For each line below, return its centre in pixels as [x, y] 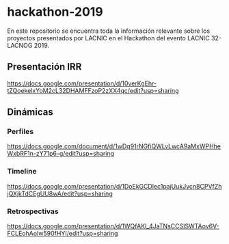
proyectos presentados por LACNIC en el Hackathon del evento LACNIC [108, 38]
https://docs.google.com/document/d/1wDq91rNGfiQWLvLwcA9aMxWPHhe [114, 146]
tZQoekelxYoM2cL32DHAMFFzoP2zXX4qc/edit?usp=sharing [93, 90]
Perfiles [21, 132]
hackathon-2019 [55, 12]
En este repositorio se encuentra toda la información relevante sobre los [109, 31]
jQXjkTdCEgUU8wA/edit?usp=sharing [60, 193]
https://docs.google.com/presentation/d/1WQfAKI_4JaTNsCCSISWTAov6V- [113, 226]
